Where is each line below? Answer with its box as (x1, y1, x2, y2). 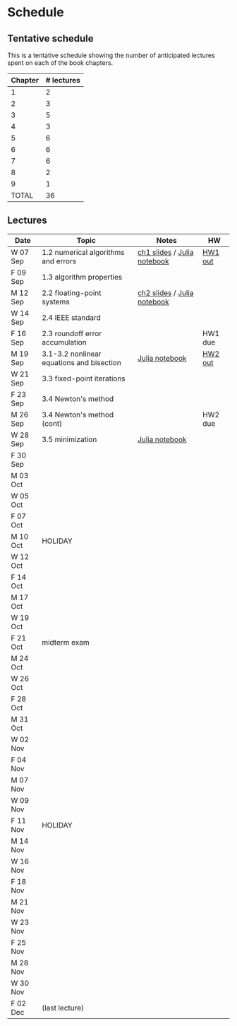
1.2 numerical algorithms (42, 247, 125, 257)
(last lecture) (42, 1003, 85, 1013)
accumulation (42, 337, 87, 347)
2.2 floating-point (42, 287, 102, 297)
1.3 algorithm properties (42, 272, 123, 282)
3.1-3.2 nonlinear (42, 349, 102, 359)
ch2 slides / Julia (137, 287, 194, 297)
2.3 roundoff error (42, 328, 102, 338)
